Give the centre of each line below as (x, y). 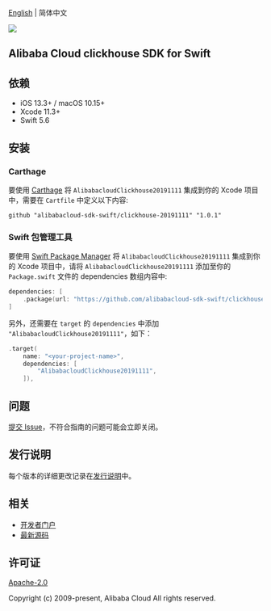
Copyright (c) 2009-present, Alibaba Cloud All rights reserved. (112, 598)
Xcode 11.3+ (40, 112)
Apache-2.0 (28, 583)
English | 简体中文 (38, 13)
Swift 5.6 (35, 120)
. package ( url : (46, 299)
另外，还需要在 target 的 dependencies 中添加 (84, 323)
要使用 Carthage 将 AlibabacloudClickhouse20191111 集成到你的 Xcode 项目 (133, 190)
